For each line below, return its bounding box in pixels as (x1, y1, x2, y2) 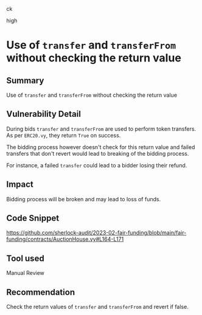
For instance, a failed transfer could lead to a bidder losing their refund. (6, 161, 187, 169)
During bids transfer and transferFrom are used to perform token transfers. (6, 125, 197, 133)
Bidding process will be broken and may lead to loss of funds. (6, 195, 161, 202)
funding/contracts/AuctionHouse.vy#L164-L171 (6, 235, 124, 243)
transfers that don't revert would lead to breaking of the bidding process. (6, 150, 189, 157)
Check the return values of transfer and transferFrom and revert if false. (6, 303, 189, 311)
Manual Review (6, 269, 44, 277)
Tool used (6, 253, 44, 263)
